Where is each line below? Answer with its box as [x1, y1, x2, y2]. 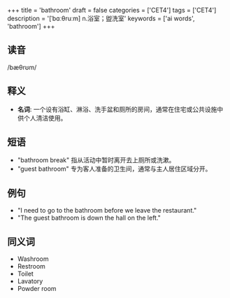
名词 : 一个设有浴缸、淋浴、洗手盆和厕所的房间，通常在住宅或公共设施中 [17, 105, 224, 113]
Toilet [17, 269, 34, 278]
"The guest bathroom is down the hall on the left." [17, 213, 161, 222]
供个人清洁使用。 [17, 113, 67, 122]
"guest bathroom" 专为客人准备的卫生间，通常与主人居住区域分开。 [17, 164, 212, 173]
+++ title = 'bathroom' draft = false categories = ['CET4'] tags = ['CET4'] [7, 6, 217, 14]
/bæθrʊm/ [7, 63, 37, 71]
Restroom [17, 262, 45, 271]
